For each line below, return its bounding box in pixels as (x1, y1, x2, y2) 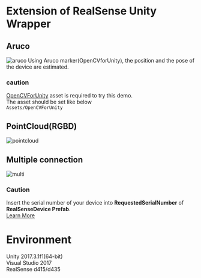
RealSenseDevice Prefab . (6, 206, 71, 213)
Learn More (6, 212, 35, 219)
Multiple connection (6, 155, 83, 165)
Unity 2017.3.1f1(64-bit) (6, 253, 63, 260)
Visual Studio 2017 (6, 259, 52, 267)
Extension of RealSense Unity (6, 4, 157, 18)
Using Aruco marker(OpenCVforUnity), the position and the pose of (28, 57, 195, 64)
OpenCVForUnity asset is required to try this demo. (6, 92, 133, 99)
